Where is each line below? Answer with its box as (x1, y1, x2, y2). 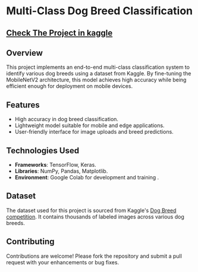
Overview (6, 48, 43, 58)
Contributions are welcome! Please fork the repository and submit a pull (6, 252, 183, 260)
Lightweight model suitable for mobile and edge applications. (14, 122, 165, 129)
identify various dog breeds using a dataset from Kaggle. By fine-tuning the (6, 70, 191, 77)
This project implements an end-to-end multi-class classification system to (6, 64, 190, 71)
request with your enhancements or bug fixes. (6, 258, 120, 265)
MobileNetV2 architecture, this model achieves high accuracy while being (6, 76, 187, 84)
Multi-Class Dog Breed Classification (6, 4, 193, 18)
